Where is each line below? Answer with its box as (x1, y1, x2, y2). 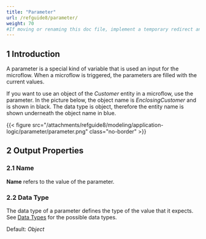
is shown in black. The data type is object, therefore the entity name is (6, 103, 184, 110)
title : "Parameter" (6, 9, 56, 15)
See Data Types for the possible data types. (6, 214, 118, 221)
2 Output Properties (6, 145, 84, 156)
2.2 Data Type (6, 193, 49, 202)
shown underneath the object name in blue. (6, 110, 116, 117)
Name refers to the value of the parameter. (6, 178, 115, 185)
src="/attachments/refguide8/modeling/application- (32, 121, 164, 129)
